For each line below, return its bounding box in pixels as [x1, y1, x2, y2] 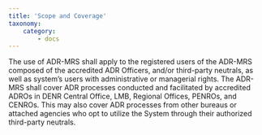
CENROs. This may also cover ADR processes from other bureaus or [8, 100, 237, 110]
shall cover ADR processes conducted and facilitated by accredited [25, 83, 251, 93]
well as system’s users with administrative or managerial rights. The [8, 74, 234, 84]
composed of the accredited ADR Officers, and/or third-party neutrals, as [8, 66, 254, 76]
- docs [37, 34, 60, 43]
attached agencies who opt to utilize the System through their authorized [8, 109, 253, 119]
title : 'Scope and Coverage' [8, 11, 107, 20]
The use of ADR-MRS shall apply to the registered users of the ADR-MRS [8, 57, 253, 67]
